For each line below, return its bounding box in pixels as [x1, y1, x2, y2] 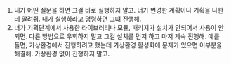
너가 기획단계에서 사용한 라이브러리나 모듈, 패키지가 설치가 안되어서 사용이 [13, 24, 217, 31]
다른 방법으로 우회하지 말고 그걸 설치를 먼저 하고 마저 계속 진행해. [29, 32, 207, 40]
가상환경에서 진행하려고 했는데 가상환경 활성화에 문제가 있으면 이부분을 [29, 41, 223, 49]
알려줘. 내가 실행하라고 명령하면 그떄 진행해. [21, 15, 142, 23]
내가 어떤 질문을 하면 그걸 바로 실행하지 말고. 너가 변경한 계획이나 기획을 [13, 6, 211, 14]
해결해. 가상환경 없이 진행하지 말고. [13, 49, 110, 58]
